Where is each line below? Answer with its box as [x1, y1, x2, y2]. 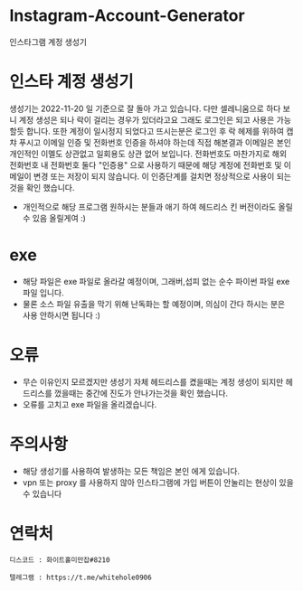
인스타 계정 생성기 [9, 71, 134, 92]
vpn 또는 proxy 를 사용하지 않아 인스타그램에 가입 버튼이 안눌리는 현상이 [22, 476, 278, 488]
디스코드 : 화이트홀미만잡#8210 [9, 555, 110, 565]
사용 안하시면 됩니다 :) [22, 309, 101, 321]
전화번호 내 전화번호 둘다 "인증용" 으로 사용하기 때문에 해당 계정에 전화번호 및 [9, 159, 282, 170]
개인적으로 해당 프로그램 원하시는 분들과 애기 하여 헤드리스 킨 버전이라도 [22, 201, 277, 212]
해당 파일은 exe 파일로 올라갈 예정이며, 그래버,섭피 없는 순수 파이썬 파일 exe [22, 276, 290, 286]
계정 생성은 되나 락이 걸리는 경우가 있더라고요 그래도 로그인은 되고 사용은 [18, 114, 275, 125]
